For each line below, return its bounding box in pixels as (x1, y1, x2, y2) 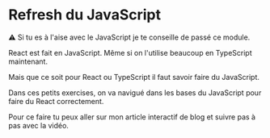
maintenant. (8, 56, 49, 66)
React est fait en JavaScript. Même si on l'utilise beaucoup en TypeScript (8, 48, 252, 57)
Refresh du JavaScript (8, 6, 162, 24)
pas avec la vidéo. (8, 120, 69, 130)
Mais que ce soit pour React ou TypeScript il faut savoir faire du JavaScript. (8, 72, 260, 82)
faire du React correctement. (8, 96, 104, 106)
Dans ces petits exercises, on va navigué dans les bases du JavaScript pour (8, 87, 262, 98)
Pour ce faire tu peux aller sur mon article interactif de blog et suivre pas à (8, 111, 256, 122)
